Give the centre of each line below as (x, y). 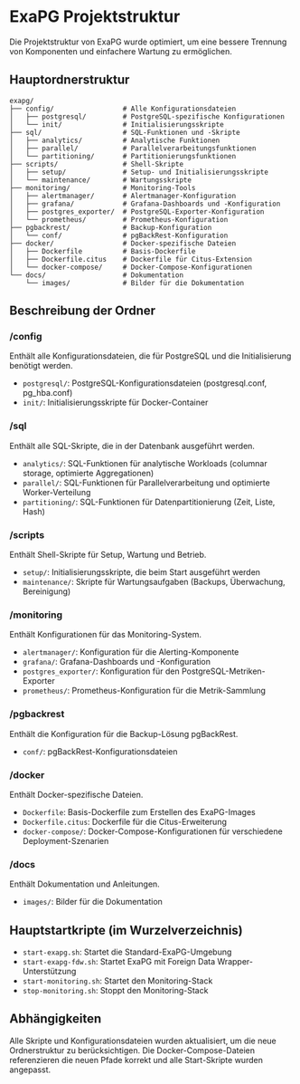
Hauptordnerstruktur (70, 80)
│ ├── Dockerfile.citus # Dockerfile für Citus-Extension (131, 259)
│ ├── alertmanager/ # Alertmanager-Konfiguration (123, 196)
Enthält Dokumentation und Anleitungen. (84, 884)
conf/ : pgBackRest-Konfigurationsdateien (100, 751)
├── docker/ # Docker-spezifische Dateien (123, 243)
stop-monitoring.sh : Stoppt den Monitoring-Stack (115, 991)
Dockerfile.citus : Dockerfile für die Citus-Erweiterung (125, 821)
